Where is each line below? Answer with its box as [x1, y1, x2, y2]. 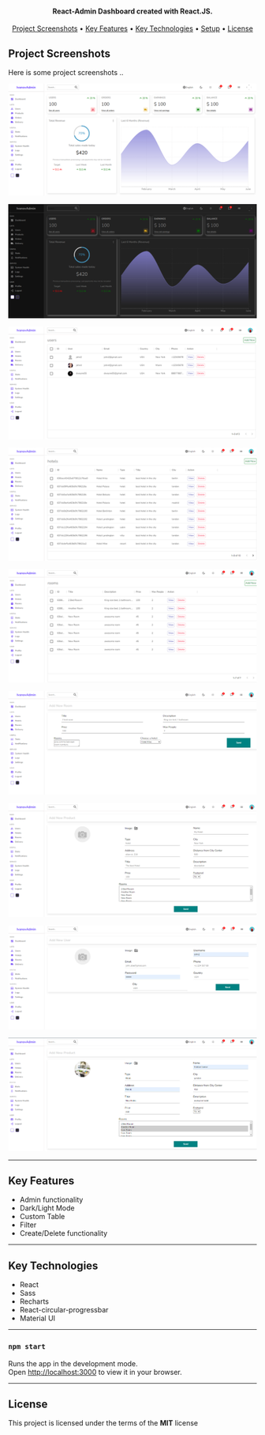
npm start [8, 1342, 46, 1351]
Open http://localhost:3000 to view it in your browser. [8, 1367, 183, 1376]
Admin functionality [19, 1195, 84, 1205]
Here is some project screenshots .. [8, 68, 124, 77]
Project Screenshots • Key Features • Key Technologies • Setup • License [11, 24, 254, 33]
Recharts [19, 1297, 50, 1306]
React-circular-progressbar [19, 1305, 109, 1315]
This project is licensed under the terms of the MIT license [8, 1418, 199, 1428]
